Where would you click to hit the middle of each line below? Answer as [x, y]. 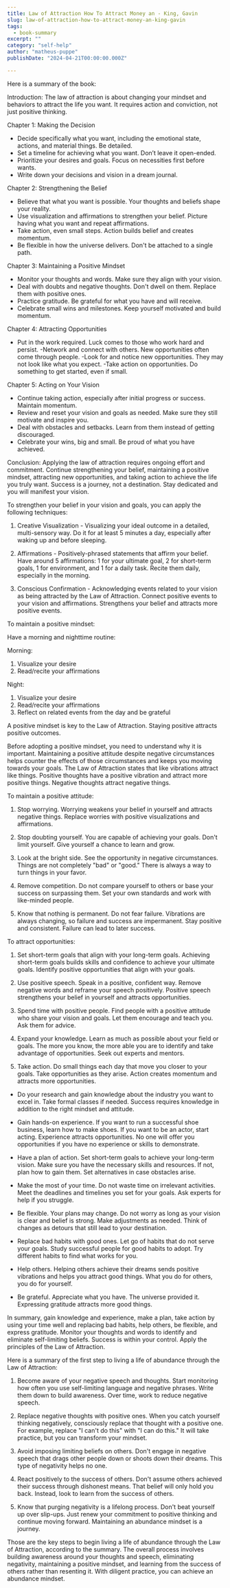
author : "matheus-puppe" [43, 52]
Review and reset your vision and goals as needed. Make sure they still [117, 412]
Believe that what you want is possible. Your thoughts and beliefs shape [119, 201]
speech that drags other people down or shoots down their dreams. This [119, 1458]
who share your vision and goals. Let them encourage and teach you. [115, 1018]
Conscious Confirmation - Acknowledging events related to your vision [117, 589]
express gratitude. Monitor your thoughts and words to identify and [102, 1332]
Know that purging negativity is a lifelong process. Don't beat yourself [116, 1507]
